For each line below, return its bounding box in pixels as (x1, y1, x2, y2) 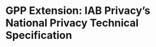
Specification (5, 29, 73, 42)
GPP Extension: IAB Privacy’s (5, 4, 151, 17)
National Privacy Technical (5, 16, 139, 30)
